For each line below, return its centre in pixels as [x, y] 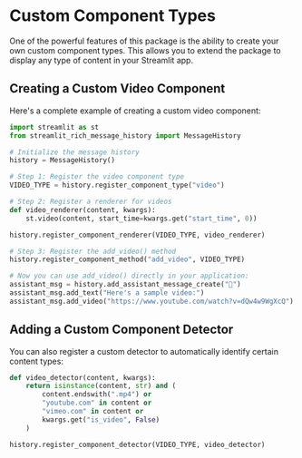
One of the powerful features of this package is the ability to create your [144, 41]
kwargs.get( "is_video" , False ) [101, 419]
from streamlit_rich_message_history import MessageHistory [126, 136]
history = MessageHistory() [63, 161]
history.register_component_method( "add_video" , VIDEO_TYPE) [127, 259]
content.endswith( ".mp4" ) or [97, 395]
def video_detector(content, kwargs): [83, 377]
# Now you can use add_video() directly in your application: [129, 276]
